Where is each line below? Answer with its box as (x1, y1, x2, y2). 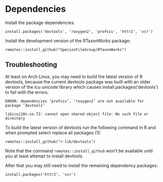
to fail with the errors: (5, 89, 49, 95)
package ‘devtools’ (5, 103, 45, 108)
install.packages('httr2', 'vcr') (5, 172, 76, 177)
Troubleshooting (5, 60, 58, 69)
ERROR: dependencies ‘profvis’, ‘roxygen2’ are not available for (5, 99, 144, 104)
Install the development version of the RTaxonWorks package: (5, 38, 131, 44)
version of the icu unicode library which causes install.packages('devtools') (5, 84, 159, 90)
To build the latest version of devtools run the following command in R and (5, 124, 156, 130)
